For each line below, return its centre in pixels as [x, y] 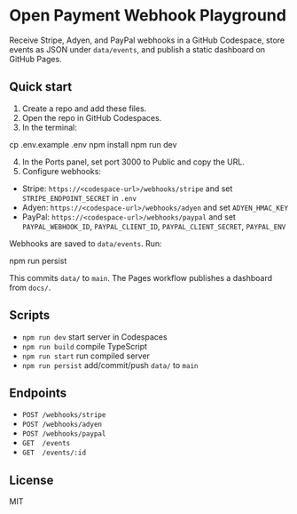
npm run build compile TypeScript [85, 346]
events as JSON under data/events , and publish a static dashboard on [137, 49]
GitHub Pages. [35, 59]
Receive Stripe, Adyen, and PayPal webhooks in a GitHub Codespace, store [147, 40]
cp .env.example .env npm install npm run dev [93, 144]
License [31, 480]
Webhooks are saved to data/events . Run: [86, 243]
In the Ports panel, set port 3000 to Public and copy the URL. [133, 162]
